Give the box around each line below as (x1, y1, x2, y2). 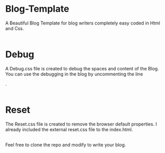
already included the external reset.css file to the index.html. (5, 126, 133, 133)
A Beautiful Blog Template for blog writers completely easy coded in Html (5, 20, 160, 26)
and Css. (5, 25, 24, 31)
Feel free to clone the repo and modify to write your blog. (5, 141, 127, 148)
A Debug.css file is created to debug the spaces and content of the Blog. (5, 65, 159, 71)
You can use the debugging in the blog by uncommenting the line (5, 71, 143, 77)
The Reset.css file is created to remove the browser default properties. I (5, 121, 157, 127)
